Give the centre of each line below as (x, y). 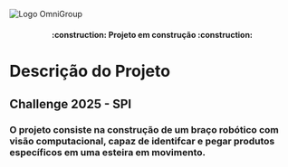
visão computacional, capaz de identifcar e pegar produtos (142, 142)
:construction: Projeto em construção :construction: (152, 34)
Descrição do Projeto (90, 71)
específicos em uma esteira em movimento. (108, 153)
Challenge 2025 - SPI (71, 104)
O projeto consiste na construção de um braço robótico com (144, 130)
